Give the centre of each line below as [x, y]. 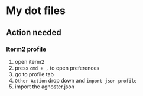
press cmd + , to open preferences [57, 68]
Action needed [34, 32]
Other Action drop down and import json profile [76, 80]
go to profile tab [34, 74]
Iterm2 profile [26, 49]
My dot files [36, 11]
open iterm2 [30, 61]
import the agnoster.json [45, 87]
